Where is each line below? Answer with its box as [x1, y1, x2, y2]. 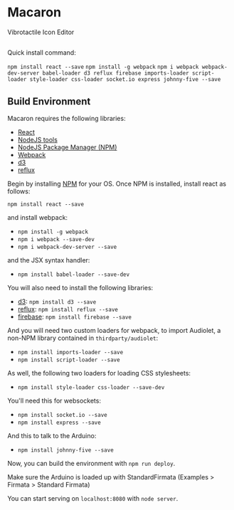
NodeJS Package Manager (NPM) [17, 143, 117, 152]
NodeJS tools [17, 136, 58, 144]
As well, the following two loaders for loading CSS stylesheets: [7, 369, 191, 378]
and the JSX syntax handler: [7, 256, 90, 265]
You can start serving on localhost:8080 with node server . [7, 494, 179, 503]
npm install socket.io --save [17, 412, 108, 419]
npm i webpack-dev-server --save [17, 243, 117, 251]
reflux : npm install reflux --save [17, 305, 119, 314]
